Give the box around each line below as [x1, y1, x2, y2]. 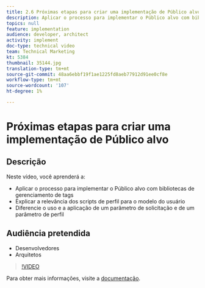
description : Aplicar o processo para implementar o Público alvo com [6, 15, 190, 21]
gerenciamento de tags [15, 191, 74, 198]
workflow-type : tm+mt [6, 77, 62, 83]
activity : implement [6, 37, 59, 43]
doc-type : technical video [6, 43, 75, 49]
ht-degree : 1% [6, 88, 43, 94]
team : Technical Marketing [6, 49, 75, 55]
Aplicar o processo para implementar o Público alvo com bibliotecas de [15, 184, 195, 192]
